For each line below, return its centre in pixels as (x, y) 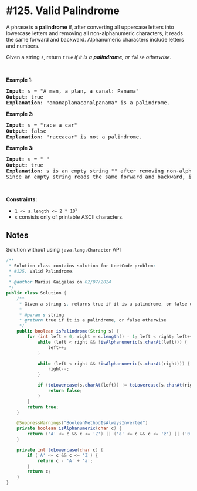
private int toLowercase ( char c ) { (60, 450)
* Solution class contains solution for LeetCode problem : (82, 266)
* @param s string (42, 315)
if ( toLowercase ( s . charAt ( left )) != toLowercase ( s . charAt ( (111, 385)
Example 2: (20, 114)
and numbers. (23, 46)
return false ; (65, 391)
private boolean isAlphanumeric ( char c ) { (69, 429)
